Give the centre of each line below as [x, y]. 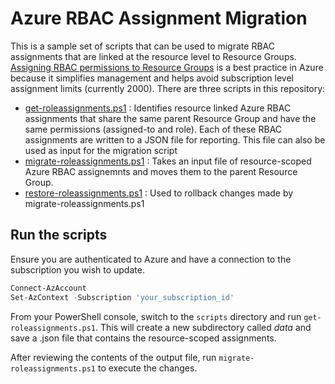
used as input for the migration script [101, 150]
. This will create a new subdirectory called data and [203, 327]
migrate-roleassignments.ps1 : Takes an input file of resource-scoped [168, 161]
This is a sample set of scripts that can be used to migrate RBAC [142, 46]
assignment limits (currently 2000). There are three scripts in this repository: [168, 88]
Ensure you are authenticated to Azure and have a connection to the [151, 259]
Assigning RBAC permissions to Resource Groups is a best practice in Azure [167, 67]
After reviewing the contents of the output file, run [113, 357]
